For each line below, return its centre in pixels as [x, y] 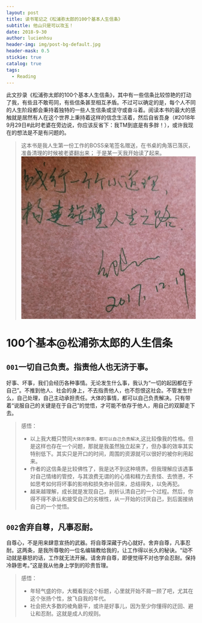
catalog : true [24, 63]
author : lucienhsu [29, 38]
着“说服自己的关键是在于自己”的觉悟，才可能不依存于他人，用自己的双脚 [96, 405]
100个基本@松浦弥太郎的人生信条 [90, 343]
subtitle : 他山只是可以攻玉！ [40, 25]
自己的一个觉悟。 [51, 506]
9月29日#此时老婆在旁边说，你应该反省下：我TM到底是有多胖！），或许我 [97, 125]
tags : [13, 70]
